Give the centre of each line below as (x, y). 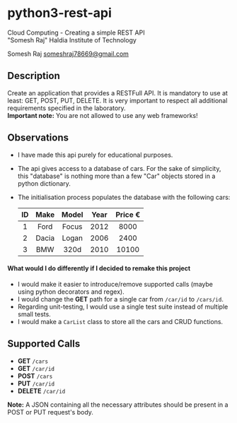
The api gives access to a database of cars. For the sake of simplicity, (119, 168)
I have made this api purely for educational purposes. (95, 155)
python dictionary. (44, 183)
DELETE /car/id (41, 391)
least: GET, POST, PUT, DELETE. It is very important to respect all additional (117, 100)
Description (34, 76)
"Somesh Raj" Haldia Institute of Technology (72, 40)
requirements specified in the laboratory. (67, 108)
